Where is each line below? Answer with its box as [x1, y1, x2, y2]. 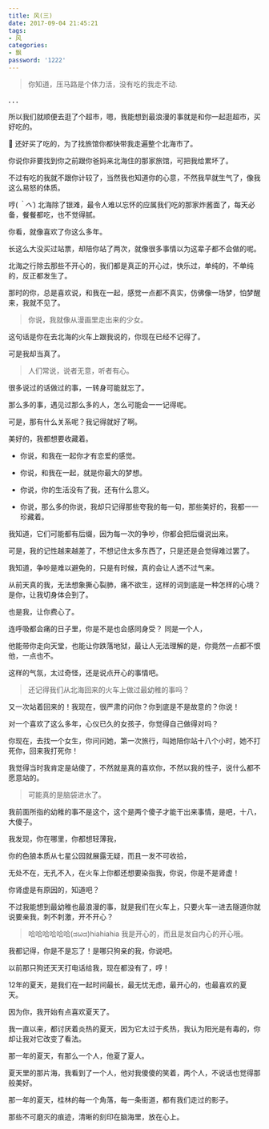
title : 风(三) [8, 11, 54, 20]
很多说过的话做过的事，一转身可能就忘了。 [8, 382, 149, 392]
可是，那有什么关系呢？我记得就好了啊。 [8, 417, 142, 426]
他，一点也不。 [8, 651, 58, 660]
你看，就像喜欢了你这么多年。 [8, 226, 106, 236]
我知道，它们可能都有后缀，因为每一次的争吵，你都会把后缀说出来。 [8, 529, 233, 538]
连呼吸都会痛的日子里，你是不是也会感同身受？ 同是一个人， [8, 623, 207, 633]
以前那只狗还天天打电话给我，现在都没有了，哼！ [8, 963, 170, 972]
